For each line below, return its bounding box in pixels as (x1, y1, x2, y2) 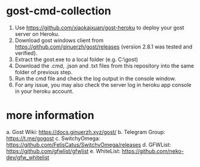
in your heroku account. (14, 87, 74, 95)
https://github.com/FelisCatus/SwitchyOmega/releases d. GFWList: (6, 141, 171, 148)
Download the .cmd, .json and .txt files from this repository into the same (14, 62, 194, 69)
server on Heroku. (14, 30, 60, 37)
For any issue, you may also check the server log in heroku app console (14, 81, 192, 88)
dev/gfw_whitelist (6, 154, 50, 161)
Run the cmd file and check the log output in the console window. (14, 75, 176, 82)
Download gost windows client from (14, 37, 104, 44)
